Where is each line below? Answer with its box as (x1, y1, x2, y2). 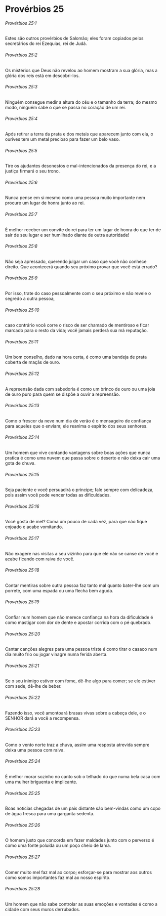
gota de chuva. (5, 460, 36, 466)
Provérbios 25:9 (5, 275, 38, 281)
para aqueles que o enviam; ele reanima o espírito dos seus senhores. (5, 423, 148, 429)
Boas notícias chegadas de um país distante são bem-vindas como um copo (5, 805, 161, 811)
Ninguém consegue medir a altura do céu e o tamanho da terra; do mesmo (5, 99, 157, 105)
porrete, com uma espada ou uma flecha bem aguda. (5, 587, 114, 593)
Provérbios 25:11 (5, 338, 39, 344)
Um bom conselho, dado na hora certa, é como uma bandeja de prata (5, 354, 147, 360)
